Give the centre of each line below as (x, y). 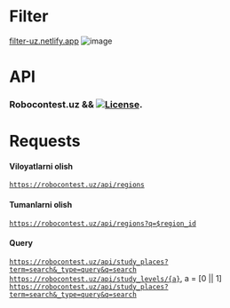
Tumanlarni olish (41, 205)
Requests (45, 142)
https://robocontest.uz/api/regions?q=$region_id (103, 224)
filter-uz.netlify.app (44, 41)
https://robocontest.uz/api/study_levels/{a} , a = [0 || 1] (115, 278)
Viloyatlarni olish (41, 166)
